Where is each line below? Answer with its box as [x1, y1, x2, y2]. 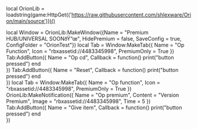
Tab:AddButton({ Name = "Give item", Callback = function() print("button [6, 104, 182, 111]
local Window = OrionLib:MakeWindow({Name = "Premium [6, 29, 149, 36]
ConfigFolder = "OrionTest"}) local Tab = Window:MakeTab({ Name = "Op [6, 41, 185, 48]
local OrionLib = [6, 5, 45, 12]
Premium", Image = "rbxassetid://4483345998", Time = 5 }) [6, 98, 151, 105]
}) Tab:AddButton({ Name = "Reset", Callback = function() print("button [6, 67, 179, 73]
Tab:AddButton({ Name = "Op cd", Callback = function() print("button [6, 54, 175, 61]
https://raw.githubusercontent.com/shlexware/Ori [71, 11, 191, 18]
